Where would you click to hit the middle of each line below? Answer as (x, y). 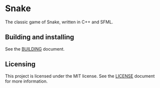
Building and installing (40, 37)
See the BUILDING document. (35, 49)
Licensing (20, 64)
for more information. (26, 81)
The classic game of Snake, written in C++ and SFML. (59, 22)
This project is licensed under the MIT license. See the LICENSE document (80, 76)
